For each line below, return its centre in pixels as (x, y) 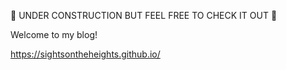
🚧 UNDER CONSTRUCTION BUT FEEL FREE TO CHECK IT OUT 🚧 (144, 15)
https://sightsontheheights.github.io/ (85, 54)
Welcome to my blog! (54, 34)
